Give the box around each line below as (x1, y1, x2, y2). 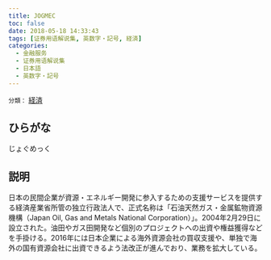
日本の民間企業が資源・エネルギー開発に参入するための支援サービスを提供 (8, 193, 256, 203)
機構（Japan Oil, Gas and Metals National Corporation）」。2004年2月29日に (8, 213, 261, 223)
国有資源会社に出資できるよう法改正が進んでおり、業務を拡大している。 (22, 243, 262, 253)
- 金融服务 (15, 49, 48, 57)
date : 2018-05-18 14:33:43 (8, 27, 99, 35)
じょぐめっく (8, 144, 51, 153)
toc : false (8, 19, 45, 27)
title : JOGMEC (8, 11, 56, 20)
